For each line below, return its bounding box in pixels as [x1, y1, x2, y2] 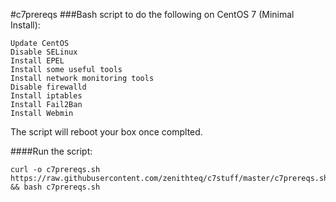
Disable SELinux [10, 47, 78, 57]
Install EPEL [10, 56, 65, 66]
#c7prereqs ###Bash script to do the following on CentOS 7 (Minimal [10, 9, 295, 20]
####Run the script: [10, 145, 93, 157]
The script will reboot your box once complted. [10, 126, 203, 138]
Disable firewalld [10, 82, 87, 92]
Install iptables [10, 91, 83, 101]
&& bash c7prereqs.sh [10, 182, 101, 192]
